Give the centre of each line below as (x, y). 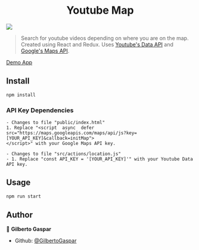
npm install (21, 95)
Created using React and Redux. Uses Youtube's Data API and (97, 44)
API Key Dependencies (40, 110)
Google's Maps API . (45, 51)
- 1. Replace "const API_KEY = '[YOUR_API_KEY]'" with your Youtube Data (100, 159)
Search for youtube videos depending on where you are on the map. (105, 38)
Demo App (19, 62)
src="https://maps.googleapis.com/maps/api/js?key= (71, 133)
